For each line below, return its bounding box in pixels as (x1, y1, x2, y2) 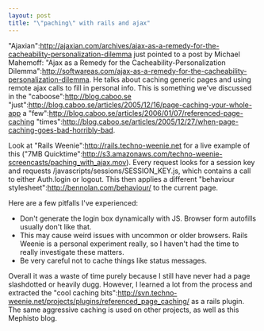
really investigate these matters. (19, 247, 124, 256)
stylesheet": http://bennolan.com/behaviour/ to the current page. (8, 183, 219, 192)
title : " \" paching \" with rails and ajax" (8, 19, 151, 27)
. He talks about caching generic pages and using (89, 75, 251, 84)
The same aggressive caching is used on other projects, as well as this (8, 305, 239, 314)
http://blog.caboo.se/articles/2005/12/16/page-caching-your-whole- (28, 100, 252, 110)
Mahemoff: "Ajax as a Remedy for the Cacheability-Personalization (8, 57, 226, 67)
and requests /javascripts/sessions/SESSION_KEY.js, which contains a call (8, 166, 251, 175)
